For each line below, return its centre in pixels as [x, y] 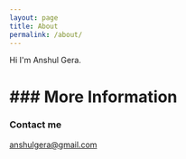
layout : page [34, 18]
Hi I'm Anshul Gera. [45, 61]
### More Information [93, 97]
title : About [34, 26]
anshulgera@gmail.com [53, 145]
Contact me [36, 125]
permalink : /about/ [46, 34]
